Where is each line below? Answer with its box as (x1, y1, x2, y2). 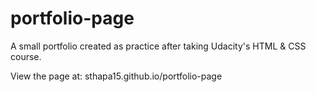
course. (10, 50, 42, 62)
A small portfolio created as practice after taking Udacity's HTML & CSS (10, 40, 307, 52)
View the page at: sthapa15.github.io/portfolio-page (10, 70, 223, 82)
